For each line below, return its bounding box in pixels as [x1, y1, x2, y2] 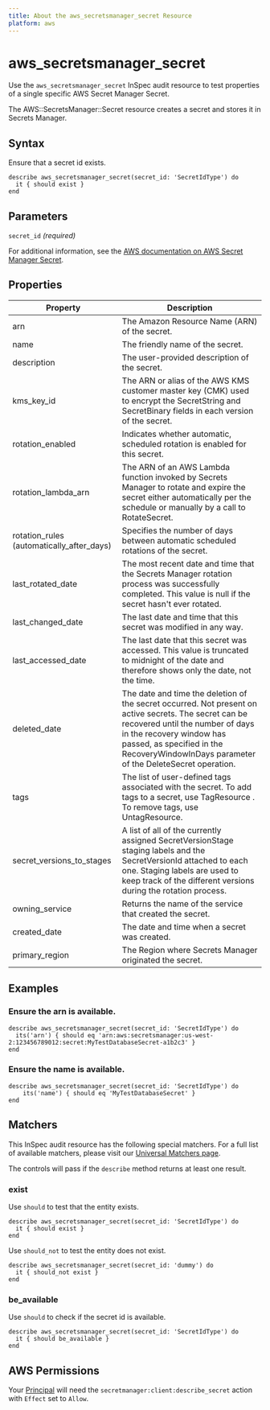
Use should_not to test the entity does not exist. [8, 1245, 166, 1255]
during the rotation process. [121, 884, 227, 896]
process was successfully [121, 578, 220, 589]
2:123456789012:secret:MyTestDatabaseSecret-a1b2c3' [8, 1038, 189, 1046]
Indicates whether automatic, [121, 428, 231, 439]
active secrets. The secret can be [121, 707, 247, 719]
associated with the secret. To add [121, 781, 252, 793]
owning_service [12, 903, 72, 914]
